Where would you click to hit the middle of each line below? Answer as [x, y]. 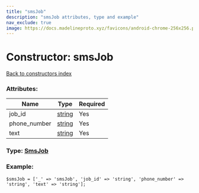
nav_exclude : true [29, 22]
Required [92, 104]
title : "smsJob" [26, 12]
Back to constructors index [39, 74]
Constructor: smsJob [60, 57]
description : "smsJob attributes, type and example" [73, 17]
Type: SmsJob [27, 151]
